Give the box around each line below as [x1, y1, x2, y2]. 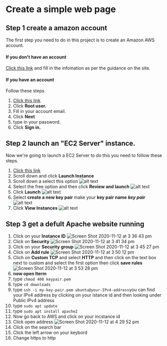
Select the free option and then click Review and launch [13, 184, 130, 190]
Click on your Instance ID [13, 233, 66, 239]
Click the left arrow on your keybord [13, 329, 87, 336]
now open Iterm [13, 271, 47, 277]
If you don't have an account [6, 54, 67, 60]
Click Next [13, 113, 35, 120]
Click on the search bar [13, 324, 62, 330]
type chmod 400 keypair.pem [13, 276, 71, 282]
